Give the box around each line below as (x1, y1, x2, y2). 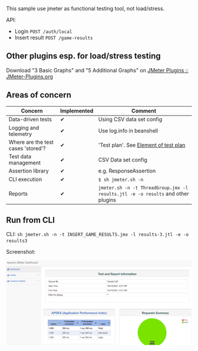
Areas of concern (6, 90, 72, 100)
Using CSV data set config (98, 116, 163, 123)
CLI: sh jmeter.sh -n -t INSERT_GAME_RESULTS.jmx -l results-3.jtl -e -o (6, 231, 189, 238)
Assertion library (8, 167, 49, 174)
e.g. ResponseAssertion (98, 167, 156, 174)
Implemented (60, 107, 94, 114)
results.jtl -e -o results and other (98, 190, 190, 197)
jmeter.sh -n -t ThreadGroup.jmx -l (98, 185, 189, 191)
